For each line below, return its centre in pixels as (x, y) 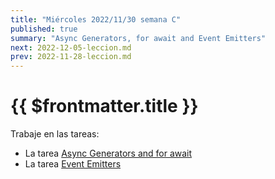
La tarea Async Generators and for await (108, 153)
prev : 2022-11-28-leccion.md (71, 57)
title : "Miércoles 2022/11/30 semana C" (96, 19)
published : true (44, 29)
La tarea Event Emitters (73, 164)
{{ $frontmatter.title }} (104, 106)
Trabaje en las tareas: (55, 134)
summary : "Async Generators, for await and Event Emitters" (138, 38)
